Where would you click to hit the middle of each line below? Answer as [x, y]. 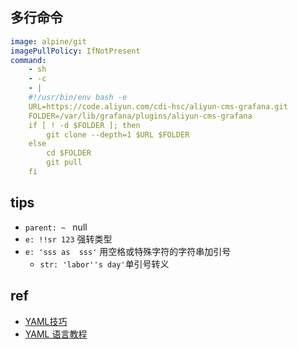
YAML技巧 [46, 321]
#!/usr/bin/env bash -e [78, 98]
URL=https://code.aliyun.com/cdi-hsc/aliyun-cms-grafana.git [158, 106]
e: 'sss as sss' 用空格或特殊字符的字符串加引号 [128, 251]
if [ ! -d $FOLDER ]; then [84, 125]
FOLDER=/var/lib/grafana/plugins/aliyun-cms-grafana [140, 116]
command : [28, 60]
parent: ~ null [56, 227]
